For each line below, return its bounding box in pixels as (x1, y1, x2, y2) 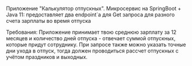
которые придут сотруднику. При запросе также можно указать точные (6, 41, 186, 48)
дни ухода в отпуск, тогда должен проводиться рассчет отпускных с (6, 47, 179, 54)
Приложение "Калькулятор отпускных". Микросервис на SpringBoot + (6, 5, 181, 12)
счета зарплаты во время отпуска (6, 18, 92, 24)
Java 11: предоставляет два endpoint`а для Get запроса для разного (6, 11, 175, 18)
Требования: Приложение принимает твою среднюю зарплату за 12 (6, 29, 177, 36)
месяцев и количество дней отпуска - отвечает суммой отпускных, (6, 35, 176, 41)
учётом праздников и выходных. (6, 54, 88, 60)
